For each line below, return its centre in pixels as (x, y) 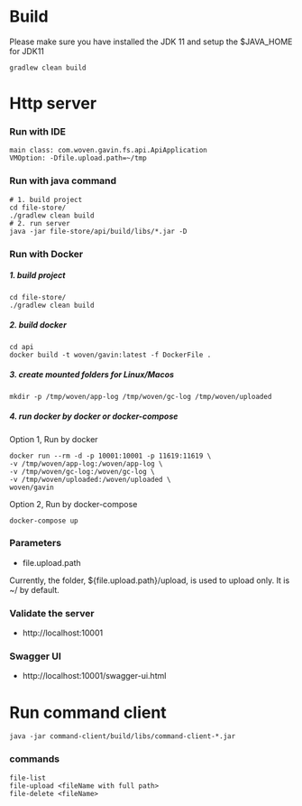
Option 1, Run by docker (54, 439)
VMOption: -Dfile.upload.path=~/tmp (78, 158)
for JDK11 (27, 51)
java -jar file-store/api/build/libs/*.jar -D (98, 231)
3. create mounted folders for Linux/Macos (92, 375)
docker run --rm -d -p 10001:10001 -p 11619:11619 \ (110, 456)
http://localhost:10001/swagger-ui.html (94, 676)
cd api (22, 347)
